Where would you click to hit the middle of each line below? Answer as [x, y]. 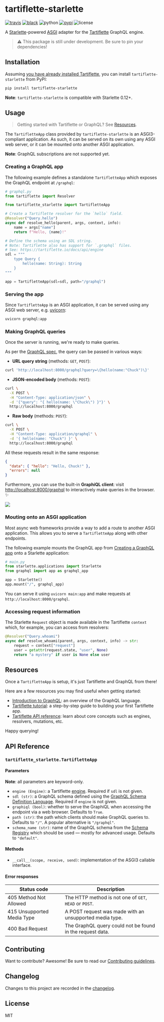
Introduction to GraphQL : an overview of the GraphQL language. [77, 701]
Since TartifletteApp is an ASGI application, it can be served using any [77, 305]
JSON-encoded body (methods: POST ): [51, 379]
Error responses [22, 876]
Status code [34, 889]
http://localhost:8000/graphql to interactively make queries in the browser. [80, 490]
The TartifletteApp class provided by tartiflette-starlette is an [72, 134]
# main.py [15, 562]
